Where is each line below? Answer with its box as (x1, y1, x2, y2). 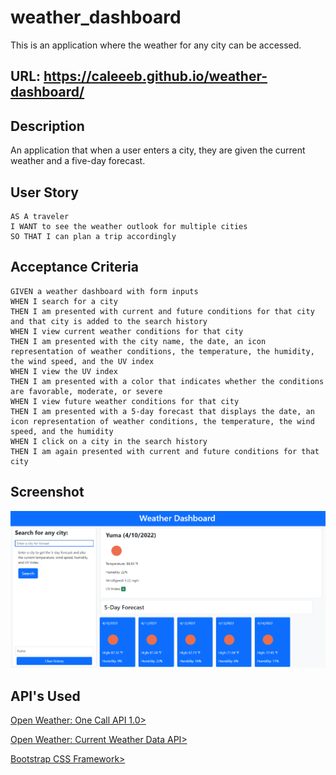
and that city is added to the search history (10, 316, 208, 326)
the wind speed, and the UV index (10, 356, 155, 366)
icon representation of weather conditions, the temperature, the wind (10, 416, 315, 426)
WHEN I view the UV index (10, 366, 118, 376)
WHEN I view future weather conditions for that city (10, 396, 240, 406)
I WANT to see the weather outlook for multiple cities (10, 221, 248, 231)
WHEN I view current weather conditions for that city (10, 326, 244, 336)
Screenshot (10, 484, 85, 501)
